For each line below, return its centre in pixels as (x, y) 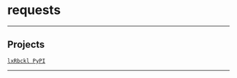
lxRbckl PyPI (26, 61)
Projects (26, 45)
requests (34, 10)
